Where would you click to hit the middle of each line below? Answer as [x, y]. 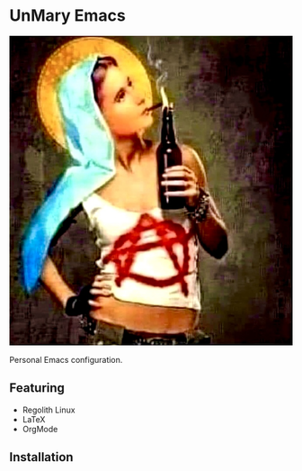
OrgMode [40, 429]
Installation [41, 457]
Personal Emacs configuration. [66, 359]
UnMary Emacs [67, 16]
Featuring [37, 388]
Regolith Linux [49, 410]
